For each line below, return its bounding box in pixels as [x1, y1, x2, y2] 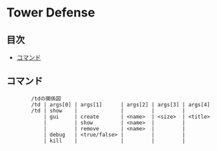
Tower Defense [6, 5, 96, 21]
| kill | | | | [43, 137, 186, 144]
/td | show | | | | [31, 107, 186, 114]
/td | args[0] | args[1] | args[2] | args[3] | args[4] [31, 101, 211, 108]
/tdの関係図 [31, 95, 61, 102]
